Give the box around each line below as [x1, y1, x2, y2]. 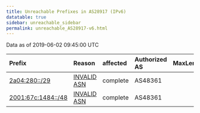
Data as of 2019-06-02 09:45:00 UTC [6, 41, 99, 49]
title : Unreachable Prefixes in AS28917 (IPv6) [6, 8, 127, 15]
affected [102, 59, 127, 67]
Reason [73, 59, 95, 67]
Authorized [134, 56, 167, 64]
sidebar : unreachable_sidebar [6, 20, 82, 25]
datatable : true [6, 14, 46, 20]
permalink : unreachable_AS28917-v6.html [6, 25, 108, 31]
